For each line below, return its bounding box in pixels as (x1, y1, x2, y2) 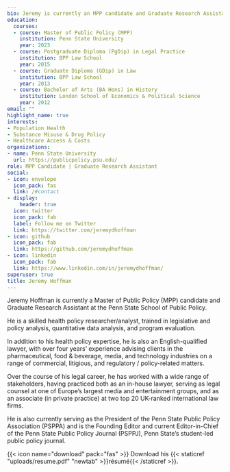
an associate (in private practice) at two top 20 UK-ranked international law (7, 395, 219, 403)
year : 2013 (19, 80, 51, 87)
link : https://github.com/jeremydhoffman (13, 246, 133, 253)
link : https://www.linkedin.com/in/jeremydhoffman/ (13, 264, 164, 271)
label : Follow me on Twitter (13, 220, 97, 227)
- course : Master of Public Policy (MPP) (13, 29, 133, 36)
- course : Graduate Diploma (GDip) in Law (13, 67, 136, 74)
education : (7, 16, 38, 23)
